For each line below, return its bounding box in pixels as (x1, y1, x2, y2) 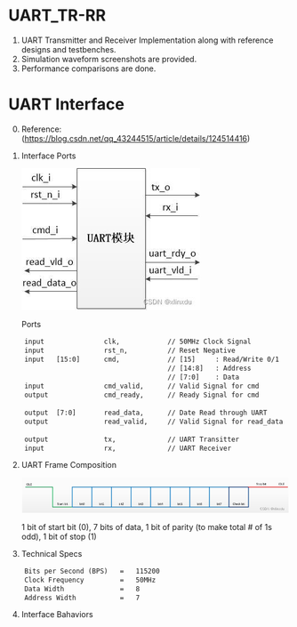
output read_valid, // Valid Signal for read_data (24, 417, 284, 426)
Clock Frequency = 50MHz (24, 575, 157, 584)
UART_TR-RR (8, 5, 107, 26)
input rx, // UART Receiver (24, 444, 232, 453)
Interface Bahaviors (20, 608, 94, 619)
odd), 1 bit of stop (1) (20, 531, 97, 542)
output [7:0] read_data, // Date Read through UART (24, 408, 268, 417)
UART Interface (8, 94, 125, 115)
